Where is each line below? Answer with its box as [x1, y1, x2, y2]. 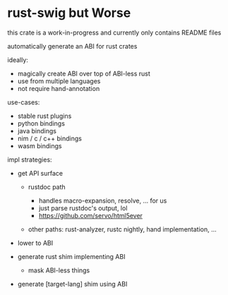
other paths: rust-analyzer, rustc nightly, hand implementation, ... [28, 224, 217, 234]
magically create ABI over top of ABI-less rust [17, 69, 150, 78]
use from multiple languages [17, 76, 101, 85]
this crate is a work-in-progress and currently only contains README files [7, 28, 222, 37]
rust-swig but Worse [7, 5, 131, 21]
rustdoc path [28, 182, 66, 191]
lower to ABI [17, 239, 54, 247]
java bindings [17, 126, 56, 135]
